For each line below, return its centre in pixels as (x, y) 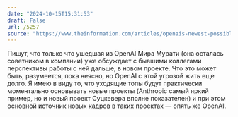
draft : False (27, 20)
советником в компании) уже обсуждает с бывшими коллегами (104, 61)
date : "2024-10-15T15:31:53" (50, 14)
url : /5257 (23, 27)
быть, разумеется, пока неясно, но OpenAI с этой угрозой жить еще (111, 76)
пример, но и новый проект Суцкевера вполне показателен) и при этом (117, 99)
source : (19, 33)
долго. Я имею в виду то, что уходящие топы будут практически (105, 84)
